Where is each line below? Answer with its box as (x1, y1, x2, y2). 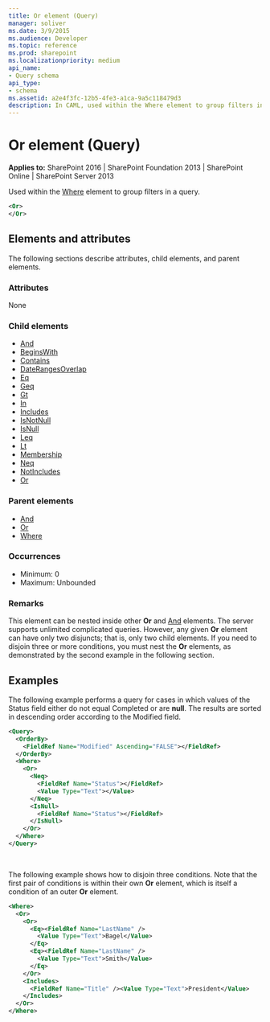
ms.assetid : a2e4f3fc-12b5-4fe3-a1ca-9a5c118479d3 (8, 94, 182, 102)
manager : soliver (8, 19, 67, 27)
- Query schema (8, 72, 59, 80)
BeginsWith (19, 347, 59, 357)
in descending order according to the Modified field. (8, 712, 182, 721)
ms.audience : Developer (8, 34, 88, 43)
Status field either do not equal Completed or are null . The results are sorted (8, 703, 262, 712)
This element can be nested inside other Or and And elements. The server (8, 616, 254, 626)
